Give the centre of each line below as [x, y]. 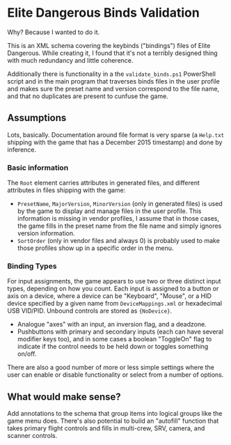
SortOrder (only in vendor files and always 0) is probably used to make [119, 241]
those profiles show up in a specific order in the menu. [95, 248]
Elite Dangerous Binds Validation [103, 13]
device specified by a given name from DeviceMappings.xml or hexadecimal [115, 304]
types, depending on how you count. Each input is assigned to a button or [113, 289]
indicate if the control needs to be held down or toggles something [113, 347]
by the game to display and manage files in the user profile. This [109, 211]
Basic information [38, 167]
